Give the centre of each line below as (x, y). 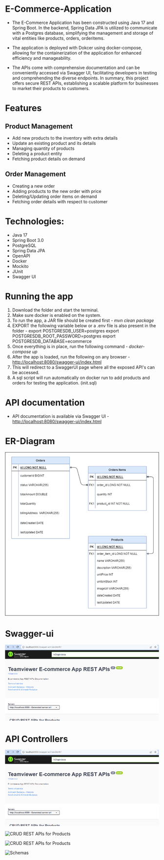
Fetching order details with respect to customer (60, 201)
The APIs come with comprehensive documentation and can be (76, 68)
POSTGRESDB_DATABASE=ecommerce (52, 341)
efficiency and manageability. (42, 58)
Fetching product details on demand (49, 159)
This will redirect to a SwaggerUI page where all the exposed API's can (83, 367)
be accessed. (26, 372)
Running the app (39, 296)
